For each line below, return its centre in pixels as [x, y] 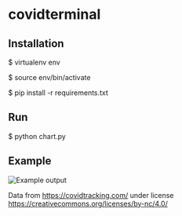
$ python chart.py [37, 136]
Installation [36, 44]
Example [30, 161]
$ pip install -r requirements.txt [58, 93]
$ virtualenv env [34, 62]
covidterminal [55, 15]
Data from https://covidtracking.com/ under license [91, 195]
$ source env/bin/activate [49, 77]
